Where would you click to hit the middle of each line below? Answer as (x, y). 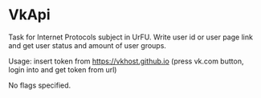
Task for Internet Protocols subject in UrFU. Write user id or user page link (130, 37)
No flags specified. (40, 85)
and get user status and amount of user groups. (88, 45)
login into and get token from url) (63, 69)
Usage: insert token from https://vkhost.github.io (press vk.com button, (126, 61)
